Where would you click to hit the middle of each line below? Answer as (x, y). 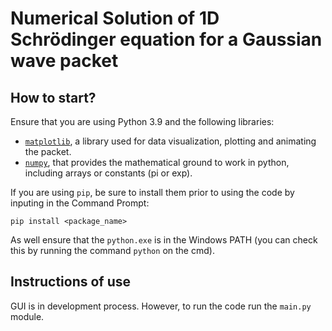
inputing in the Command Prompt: (80, 203)
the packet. (48, 151)
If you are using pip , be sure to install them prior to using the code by (152, 192)
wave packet (64, 61)
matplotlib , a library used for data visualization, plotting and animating (170, 141)
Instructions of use (71, 282)
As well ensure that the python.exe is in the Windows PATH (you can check (164, 240)
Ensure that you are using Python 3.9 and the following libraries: (142, 121)
